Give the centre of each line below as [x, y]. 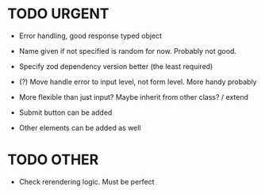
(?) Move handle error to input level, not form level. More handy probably [138, 82]
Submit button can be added [65, 112]
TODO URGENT [58, 14]
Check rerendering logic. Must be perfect [87, 181]
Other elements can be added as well [80, 127]
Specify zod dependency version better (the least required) [116, 66]
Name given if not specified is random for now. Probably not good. [128, 51]
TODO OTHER [53, 160]
